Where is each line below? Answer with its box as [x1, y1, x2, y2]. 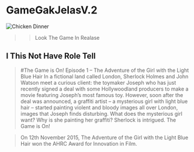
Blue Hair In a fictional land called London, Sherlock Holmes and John [20, 72, 189, 80]
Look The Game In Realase [34, 34, 100, 41]
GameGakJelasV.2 [6, 4, 98, 17]
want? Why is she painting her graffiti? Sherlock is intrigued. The [20, 116, 176, 123]
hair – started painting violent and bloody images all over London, [20, 103, 178, 111]
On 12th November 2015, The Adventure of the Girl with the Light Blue [20, 134, 189, 141]
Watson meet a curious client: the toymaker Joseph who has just [20, 79, 176, 86]
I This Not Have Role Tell [6, 51, 96, 61]
